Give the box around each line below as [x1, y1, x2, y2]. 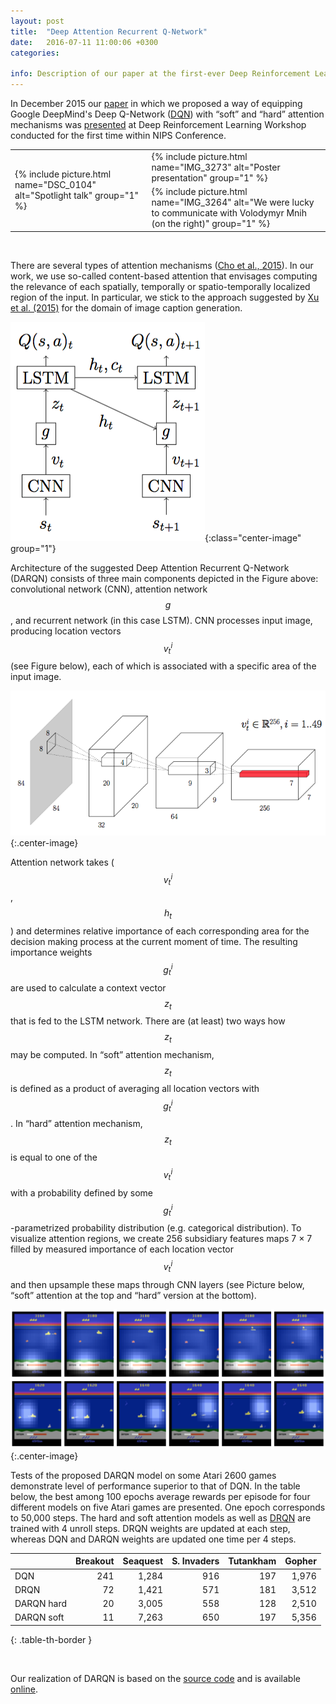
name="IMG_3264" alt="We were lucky [151, 196, 315, 208]
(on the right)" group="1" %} [151, 218, 271, 229]
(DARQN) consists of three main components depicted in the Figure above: [10, 572, 319, 584]
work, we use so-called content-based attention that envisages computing [10, 270, 318, 282]
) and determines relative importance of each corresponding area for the [10, 925, 310, 937]
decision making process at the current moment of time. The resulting [10, 936, 298, 948]
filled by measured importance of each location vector [10, 1243, 235, 1255]
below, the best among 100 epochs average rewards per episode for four [10, 1490, 311, 1502]
